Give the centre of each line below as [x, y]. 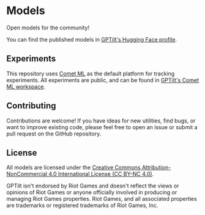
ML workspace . [26, 86]
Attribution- [156, 168]
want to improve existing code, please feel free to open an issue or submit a [102, 127]
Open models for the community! [48, 28]
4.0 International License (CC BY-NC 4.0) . [101, 174]
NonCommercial [27, 174]
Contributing [31, 106]
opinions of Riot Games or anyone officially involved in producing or [92, 192]
